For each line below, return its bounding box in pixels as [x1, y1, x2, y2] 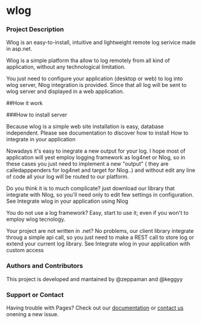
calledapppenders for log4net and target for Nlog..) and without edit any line [6, 167, 195, 174]
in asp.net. [6, 45, 32, 52]
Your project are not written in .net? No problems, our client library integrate [6, 227, 194, 235]
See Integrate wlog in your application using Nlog [6, 197, 129, 205]
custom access [6, 247, 44, 254]
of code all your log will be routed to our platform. [6, 173, 129, 180]
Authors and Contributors [6, 262, 83, 270]
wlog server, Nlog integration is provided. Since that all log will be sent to [6, 81, 187, 89]
